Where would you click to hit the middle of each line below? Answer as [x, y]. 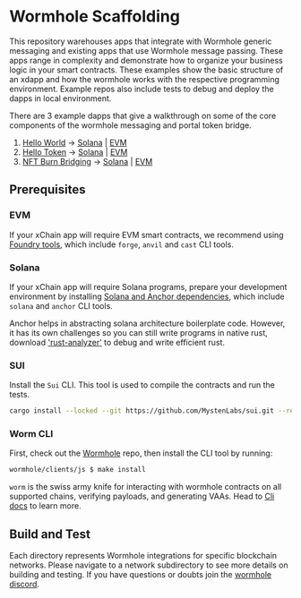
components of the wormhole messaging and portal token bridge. [131, 125]
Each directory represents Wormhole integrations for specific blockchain [143, 556]
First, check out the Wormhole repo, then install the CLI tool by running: [141, 453]
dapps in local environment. [60, 98]
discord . [25, 585]
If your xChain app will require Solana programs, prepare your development [148, 286]
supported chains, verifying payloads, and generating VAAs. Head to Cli [142, 496]
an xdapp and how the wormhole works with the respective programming [145, 79]
